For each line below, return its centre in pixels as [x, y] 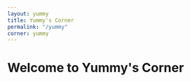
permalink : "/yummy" [38, 27]
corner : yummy [28, 33]
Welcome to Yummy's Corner [96, 68]
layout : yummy [28, 14]
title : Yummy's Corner [41, 20]
